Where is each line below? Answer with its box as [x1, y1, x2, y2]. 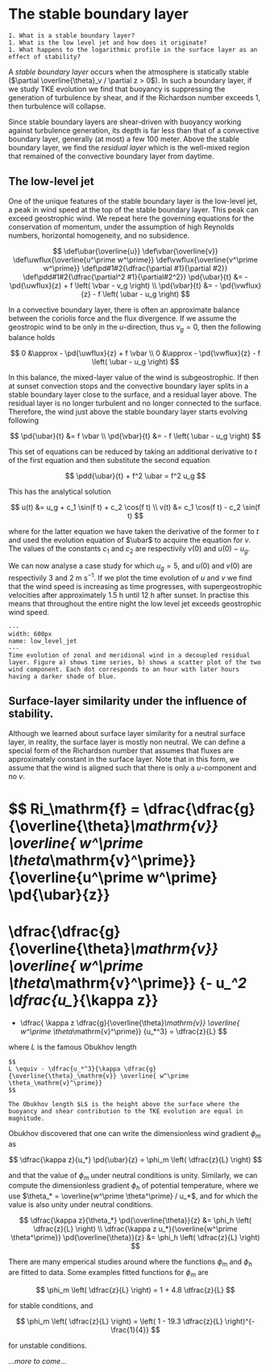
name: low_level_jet [8, 637, 78, 645]
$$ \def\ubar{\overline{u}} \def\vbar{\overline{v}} [52, 246, 219, 255]
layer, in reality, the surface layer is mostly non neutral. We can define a [8, 737, 246, 747]
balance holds [8, 332, 56, 342]
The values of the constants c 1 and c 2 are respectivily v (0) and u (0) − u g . [8, 543, 251, 555]
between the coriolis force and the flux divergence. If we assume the [8, 313, 237, 323]
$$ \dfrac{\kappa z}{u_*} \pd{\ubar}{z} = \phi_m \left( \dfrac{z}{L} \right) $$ [8, 1155, 263, 1164]
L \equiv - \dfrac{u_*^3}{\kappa [8, 1064, 121, 1073]
